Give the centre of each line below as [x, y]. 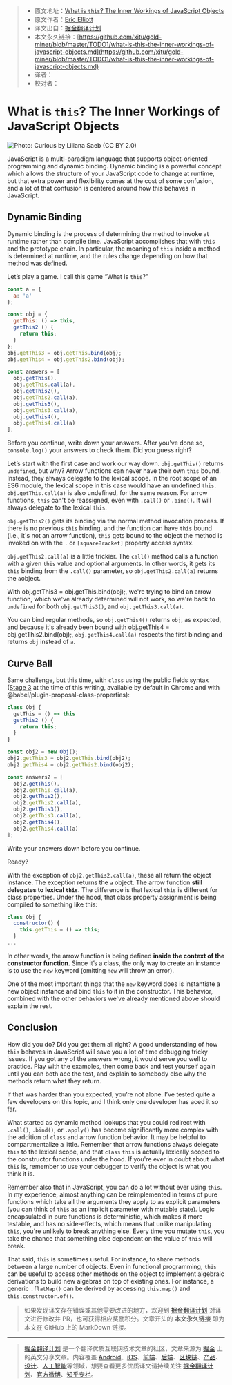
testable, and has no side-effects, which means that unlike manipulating [109, 1223]
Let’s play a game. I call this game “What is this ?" [78, 276]
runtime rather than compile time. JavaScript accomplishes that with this [111, 241]
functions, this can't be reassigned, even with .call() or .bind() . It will [109, 501]
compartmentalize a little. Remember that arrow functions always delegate [113, 1144]
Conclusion [32, 1028]
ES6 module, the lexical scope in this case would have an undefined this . [112, 485]
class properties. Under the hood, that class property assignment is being [112, 897]
